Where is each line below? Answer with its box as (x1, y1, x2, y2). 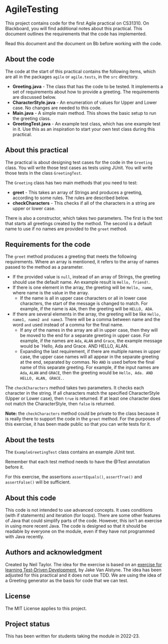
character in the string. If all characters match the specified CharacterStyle (5, 390, 160, 396)
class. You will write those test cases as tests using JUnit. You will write (5, 165, 153, 171)
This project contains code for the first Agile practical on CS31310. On (5, 20, 149, 26)
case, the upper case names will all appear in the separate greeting (20, 354, 159, 360)
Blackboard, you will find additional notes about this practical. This (5, 25, 142, 31)
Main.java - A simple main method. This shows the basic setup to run (12, 110, 156, 116)
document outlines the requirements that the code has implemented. (5, 31, 147, 37)
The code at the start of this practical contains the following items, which (5, 68, 156, 74)
